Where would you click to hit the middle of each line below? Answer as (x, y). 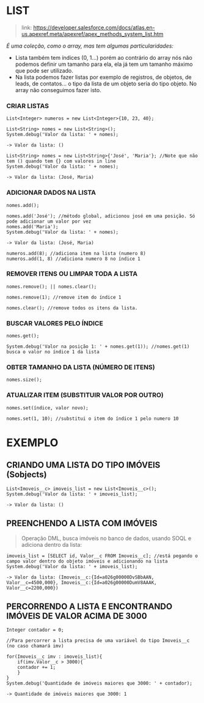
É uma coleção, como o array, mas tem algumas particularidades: (90, 46)
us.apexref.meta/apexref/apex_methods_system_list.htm (92, 34)
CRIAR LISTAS (27, 106)
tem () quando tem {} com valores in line (61, 161)
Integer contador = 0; (35, 630)
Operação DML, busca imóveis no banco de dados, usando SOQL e (106, 538)
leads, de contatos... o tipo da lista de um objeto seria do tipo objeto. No (106, 84)
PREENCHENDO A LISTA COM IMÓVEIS (82, 523)
